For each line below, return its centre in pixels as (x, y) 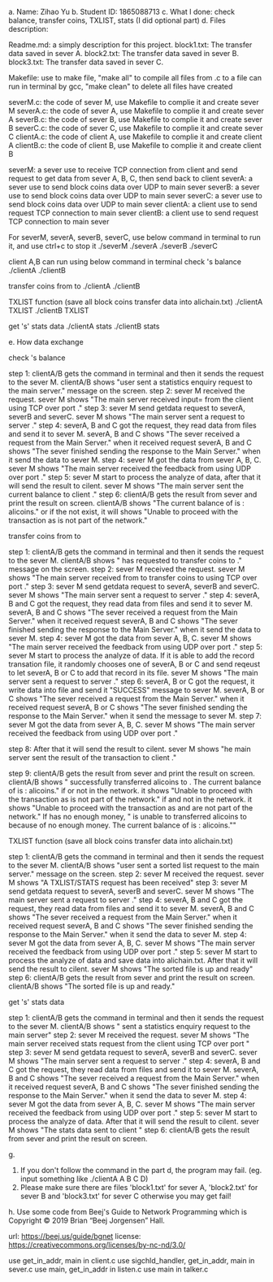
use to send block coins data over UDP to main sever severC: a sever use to (135, 196)
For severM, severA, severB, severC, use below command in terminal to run (135, 237)
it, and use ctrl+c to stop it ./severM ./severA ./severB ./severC (113, 246)
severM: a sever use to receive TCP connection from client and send (123, 169)
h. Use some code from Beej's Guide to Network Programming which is (128, 1212)
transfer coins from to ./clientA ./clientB (74, 286)
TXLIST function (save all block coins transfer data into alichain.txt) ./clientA (136, 302)
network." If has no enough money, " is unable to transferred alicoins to (128, 817)
